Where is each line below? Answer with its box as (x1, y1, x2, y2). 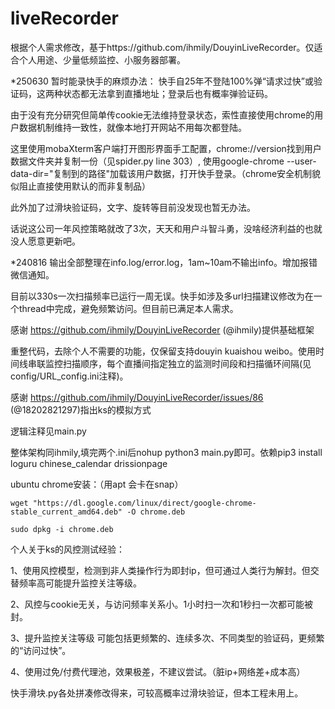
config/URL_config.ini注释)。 (10, 370, 129, 382)
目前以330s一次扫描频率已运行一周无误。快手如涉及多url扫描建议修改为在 (10, 290, 314, 302)
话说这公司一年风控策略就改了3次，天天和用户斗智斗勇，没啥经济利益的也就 (10, 222, 323, 234)
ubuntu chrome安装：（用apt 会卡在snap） (10, 478, 184, 490)
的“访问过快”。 (10, 644, 72, 656)
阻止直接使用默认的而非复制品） (18, 180, 151, 192)
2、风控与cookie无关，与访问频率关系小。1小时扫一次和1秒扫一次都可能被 (10, 598, 313, 610)
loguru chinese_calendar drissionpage (10, 457, 168, 469)
